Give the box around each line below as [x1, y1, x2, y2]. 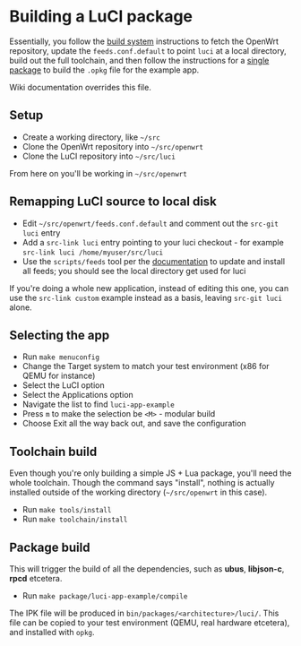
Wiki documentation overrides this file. [9, 82, 152, 92]
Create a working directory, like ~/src [21, 132, 161, 142]
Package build [9, 539, 90, 555]
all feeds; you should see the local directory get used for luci [21, 265, 246, 276]
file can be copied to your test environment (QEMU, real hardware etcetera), [9, 617, 290, 628]
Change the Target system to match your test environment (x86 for [21, 361, 271, 372]
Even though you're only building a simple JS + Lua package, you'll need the [9, 468, 292, 478]
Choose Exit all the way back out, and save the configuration [21, 418, 246, 429]
